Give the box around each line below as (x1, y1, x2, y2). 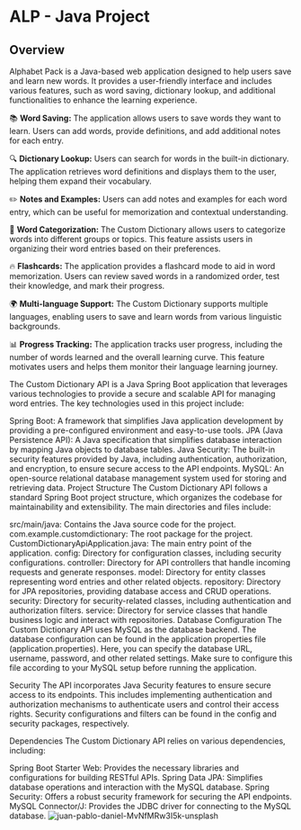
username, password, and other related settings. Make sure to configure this (9, 653, 293, 663)
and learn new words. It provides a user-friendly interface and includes (9, 76, 272, 86)
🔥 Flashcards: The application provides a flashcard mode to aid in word (9, 261, 276, 271)
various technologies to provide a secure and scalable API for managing (9, 389, 276, 399)
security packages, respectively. (9, 718, 130, 728)
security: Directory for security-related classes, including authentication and (9, 596, 292, 606)
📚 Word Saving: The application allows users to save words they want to (9, 113, 281, 123)
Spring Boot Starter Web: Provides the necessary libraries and (9, 762, 240, 773)
